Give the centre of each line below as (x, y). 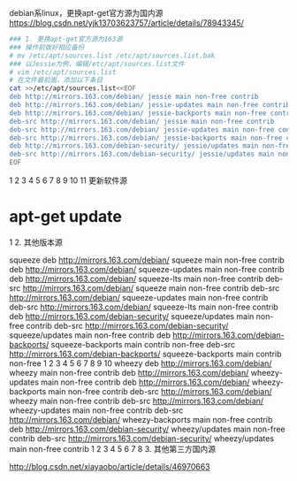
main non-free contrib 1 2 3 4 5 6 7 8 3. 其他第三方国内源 (113, 448)
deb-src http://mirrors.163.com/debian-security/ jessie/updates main (142, 154)
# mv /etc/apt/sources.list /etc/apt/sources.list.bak (112, 56)
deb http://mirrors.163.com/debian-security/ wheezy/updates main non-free (147, 429)
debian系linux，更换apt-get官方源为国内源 (86, 13)
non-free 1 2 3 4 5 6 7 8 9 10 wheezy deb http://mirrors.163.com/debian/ (141, 363)
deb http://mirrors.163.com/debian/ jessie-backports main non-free (138, 113)
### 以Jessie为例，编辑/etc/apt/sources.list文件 (97, 64)
